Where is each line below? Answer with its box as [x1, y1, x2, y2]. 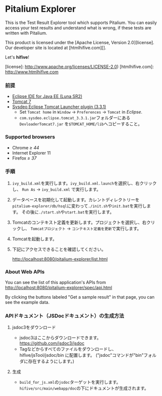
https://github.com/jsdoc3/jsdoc [19, 340, 84, 346]
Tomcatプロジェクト [30, 226, 66, 231]
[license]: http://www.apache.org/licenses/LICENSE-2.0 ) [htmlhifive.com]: [5, 64, 154, 70]
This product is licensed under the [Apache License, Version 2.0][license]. [5, 39, 155, 45]
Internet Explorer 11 [12, 150, 51, 156]
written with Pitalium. [5, 30, 47, 36]
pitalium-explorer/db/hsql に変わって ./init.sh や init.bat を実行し [12, 203, 147, 209]
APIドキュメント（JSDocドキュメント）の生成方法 [5, 312, 124, 319]
